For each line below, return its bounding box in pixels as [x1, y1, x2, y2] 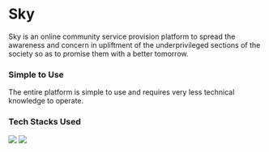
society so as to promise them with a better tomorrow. [8, 49, 189, 58]
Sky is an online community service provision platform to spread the [8, 32, 236, 41]
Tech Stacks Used [8, 116, 81, 128]
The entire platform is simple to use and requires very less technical [8, 87, 235, 97]
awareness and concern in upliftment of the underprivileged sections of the [8, 40, 261, 49]
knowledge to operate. [8, 96, 84, 106]
